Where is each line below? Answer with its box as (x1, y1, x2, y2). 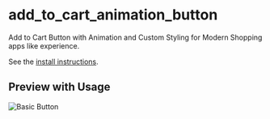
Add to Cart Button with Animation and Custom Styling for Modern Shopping (8, 32, 263, 42)
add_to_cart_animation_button (8, 6, 218, 24)
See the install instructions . (8, 57, 99, 66)
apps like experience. (8, 40, 80, 50)
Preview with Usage (8, 80, 111, 94)
